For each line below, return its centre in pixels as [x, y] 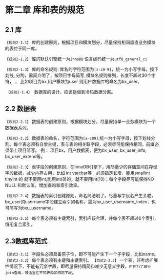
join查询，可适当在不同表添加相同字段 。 [41, 272]
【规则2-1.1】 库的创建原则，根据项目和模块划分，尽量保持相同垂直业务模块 [81, 42]
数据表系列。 [18, 127]
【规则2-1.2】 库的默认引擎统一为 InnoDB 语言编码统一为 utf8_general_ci [76, 59]
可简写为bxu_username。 [31, 208]
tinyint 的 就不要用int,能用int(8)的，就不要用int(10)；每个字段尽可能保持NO [80, 179]
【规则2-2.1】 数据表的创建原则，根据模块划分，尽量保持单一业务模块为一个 [81, 121]
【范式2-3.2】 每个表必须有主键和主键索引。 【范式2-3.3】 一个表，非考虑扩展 [82, 260]
